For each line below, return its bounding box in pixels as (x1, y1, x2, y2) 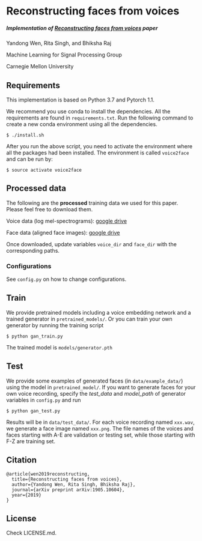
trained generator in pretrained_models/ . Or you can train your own (6, 315, 173, 322)
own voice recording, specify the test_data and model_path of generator (6, 390, 186, 397)
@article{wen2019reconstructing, (6, 471, 90, 477)
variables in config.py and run (6, 396, 81, 403)
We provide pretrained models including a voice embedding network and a (6, 309, 191, 316)
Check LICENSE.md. (6, 530, 57, 537)
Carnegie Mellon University (6, 63, 74, 70)
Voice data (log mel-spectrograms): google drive (6, 217, 127, 225)
